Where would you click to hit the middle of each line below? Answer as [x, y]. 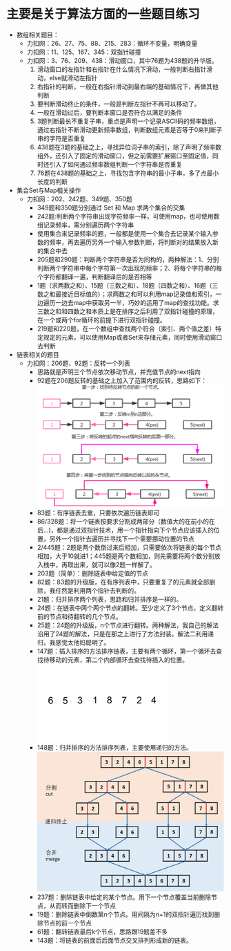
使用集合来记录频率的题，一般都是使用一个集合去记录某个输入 [125, 233]
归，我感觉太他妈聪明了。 [73, 642]
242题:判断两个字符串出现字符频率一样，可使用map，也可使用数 [128, 216]
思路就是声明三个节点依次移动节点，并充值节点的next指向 [119, 371]
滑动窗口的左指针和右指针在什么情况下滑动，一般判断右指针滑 [125, 69]
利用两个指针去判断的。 [107, 590]
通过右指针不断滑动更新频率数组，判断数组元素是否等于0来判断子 [130, 129]
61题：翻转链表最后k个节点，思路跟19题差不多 [102, 932]
